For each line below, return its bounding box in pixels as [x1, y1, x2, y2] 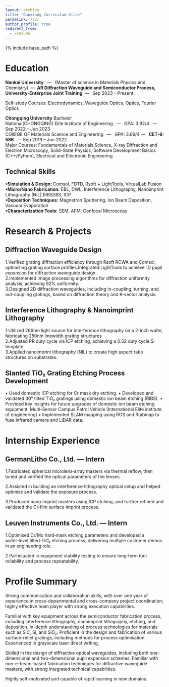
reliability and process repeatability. [5, 558, 80, 564]
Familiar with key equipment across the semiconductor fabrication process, [5, 613, 162, 619]
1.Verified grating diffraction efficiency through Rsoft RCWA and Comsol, [5, 259, 156, 265]
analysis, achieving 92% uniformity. [5, 280, 80, 287]
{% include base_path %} [5, 45, 59, 51]
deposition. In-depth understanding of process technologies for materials [5, 624, 158, 630]
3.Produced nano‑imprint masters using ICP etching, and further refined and [5, 499, 164, 505]
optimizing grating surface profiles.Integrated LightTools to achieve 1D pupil [5, 264, 162, 270]
